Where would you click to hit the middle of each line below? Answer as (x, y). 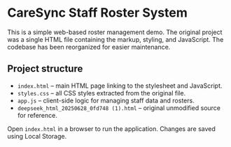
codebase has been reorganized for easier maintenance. (89, 47)
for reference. (37, 115)
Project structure (45, 69)
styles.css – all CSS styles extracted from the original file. (101, 93)
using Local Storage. (37, 136)
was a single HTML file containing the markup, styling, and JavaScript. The (115, 39)
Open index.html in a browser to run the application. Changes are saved (111, 129)
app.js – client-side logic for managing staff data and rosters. (106, 100)
